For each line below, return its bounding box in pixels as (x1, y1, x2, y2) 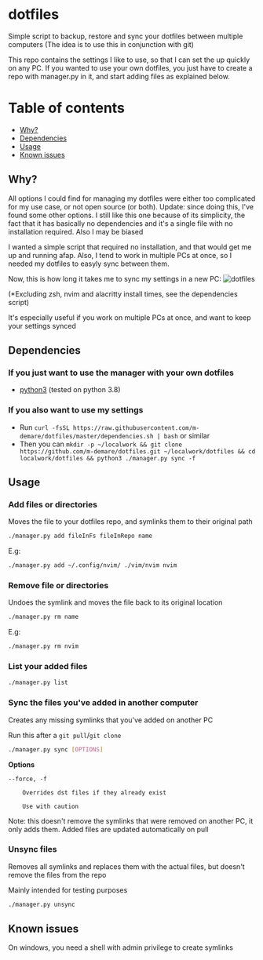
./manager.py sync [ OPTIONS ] (8, 745, 104, 754)
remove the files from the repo (8, 870, 107, 879)
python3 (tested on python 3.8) (19, 385, 121, 395)
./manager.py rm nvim (8, 642, 79, 650)
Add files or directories (8, 499, 98, 510)
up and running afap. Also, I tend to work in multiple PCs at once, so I (8, 250, 232, 260)
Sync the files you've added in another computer (8, 697, 199, 708)
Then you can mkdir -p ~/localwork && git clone (19, 439, 183, 449)
